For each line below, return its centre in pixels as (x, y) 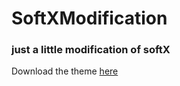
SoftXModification (89, 18)
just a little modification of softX (91, 50)
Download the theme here (65, 71)
